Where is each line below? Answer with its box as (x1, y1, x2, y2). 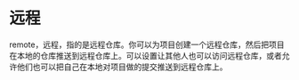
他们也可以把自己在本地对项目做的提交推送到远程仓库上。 (16, 61, 228, 72)
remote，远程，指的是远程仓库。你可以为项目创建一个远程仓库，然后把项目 (9, 39, 285, 50)
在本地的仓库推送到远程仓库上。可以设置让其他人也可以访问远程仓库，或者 (9, 50, 282, 60)
